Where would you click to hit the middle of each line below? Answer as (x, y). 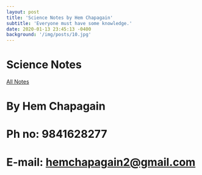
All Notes (18, 82)
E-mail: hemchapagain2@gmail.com (101, 162)
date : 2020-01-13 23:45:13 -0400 (49, 29)
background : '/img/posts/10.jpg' (49, 35)
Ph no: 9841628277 (57, 134)
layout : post (23, 12)
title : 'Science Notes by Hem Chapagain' (60, 18)
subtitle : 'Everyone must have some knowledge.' (69, 23)
